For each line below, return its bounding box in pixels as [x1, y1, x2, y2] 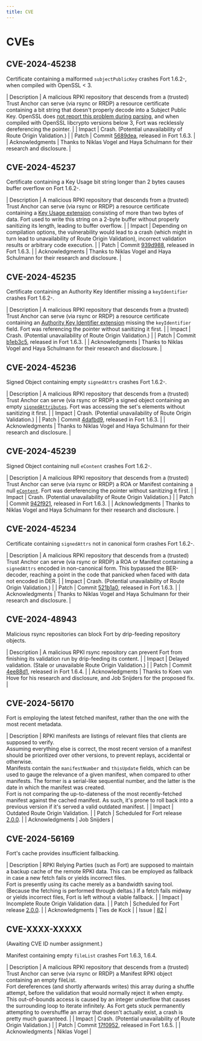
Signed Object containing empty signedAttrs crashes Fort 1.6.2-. [6, 378, 167, 386]
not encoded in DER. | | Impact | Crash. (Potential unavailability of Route [6, 577, 185, 584]
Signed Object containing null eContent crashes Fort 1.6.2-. [6, 462, 152, 469]
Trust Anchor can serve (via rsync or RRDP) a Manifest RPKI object [6, 970, 173, 977]
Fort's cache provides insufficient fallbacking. [6, 850, 120, 857]
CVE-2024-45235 [6, 272, 77, 282]
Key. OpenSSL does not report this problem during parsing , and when [6, 113, 179, 120]
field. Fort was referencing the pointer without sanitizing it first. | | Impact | [6, 325, 191, 333]
